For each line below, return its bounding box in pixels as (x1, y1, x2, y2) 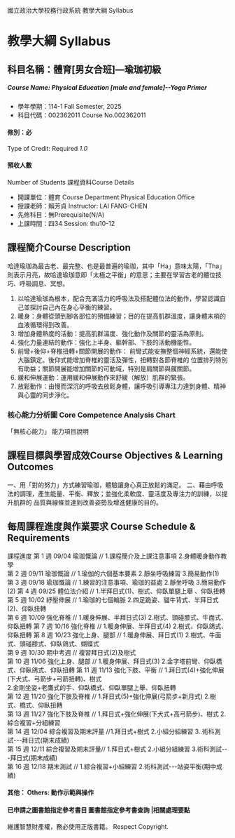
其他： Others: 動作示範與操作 (7, 788, 94, 797)
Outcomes (7, 461, 54, 473)
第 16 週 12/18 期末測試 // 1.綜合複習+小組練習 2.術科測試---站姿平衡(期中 (7, 762, 217, 771)
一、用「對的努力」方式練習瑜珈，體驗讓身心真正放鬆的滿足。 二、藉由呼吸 (7, 480, 224, 489)
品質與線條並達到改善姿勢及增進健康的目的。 (33, 498, 162, 507)
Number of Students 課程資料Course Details (7, 178, 134, 186)
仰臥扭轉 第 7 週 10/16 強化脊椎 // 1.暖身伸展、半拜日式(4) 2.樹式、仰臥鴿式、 (7, 622, 228, 630)
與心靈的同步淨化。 (17, 390, 73, 399)
